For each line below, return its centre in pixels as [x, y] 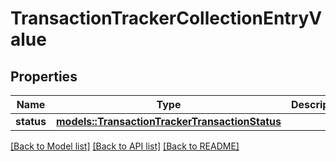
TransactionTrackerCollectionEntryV [166, 18]
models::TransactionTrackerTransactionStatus [168, 121]
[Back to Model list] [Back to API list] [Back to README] [125, 146]
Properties [44, 76]
